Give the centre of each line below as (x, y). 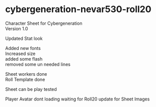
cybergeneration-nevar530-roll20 (79, 9)
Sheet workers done (26, 74)
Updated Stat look (24, 38)
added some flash (24, 59)
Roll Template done (25, 79)
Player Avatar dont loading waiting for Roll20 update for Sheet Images (77, 99)
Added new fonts (23, 48)
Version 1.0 (17, 28)
